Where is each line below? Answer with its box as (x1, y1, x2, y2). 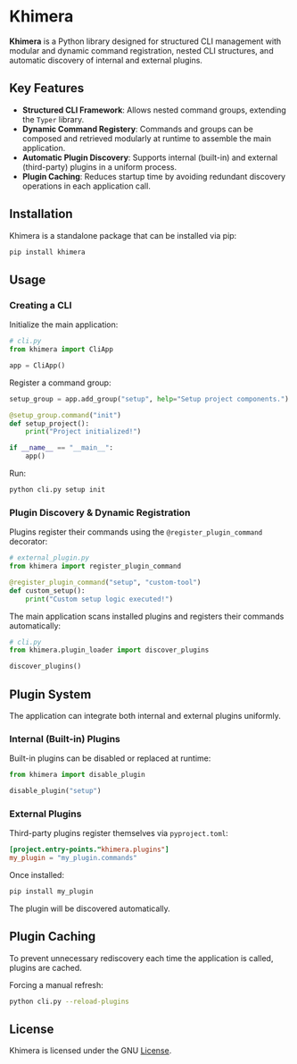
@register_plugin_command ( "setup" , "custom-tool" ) (9, 578, 202, 587)
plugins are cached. (9, 962, 82, 973)
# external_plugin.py (9, 553, 90, 562)
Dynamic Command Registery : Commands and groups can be (21, 123, 254, 134)
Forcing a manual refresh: (9, 979, 104, 990)
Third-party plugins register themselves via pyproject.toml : (9, 828, 229, 839)
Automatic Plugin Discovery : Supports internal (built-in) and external (21, 152, 278, 163)
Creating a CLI (9, 299, 72, 311)
